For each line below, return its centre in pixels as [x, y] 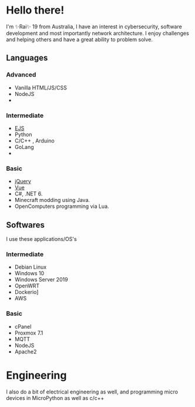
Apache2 [26, 352]
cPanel [23, 326]
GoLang [24, 147]
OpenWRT [27, 286]
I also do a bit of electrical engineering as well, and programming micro [92, 392]
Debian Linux [31, 267]
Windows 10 [29, 273]
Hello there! [35, 10]
